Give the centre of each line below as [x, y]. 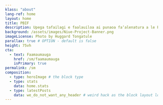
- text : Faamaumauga [30, 54]
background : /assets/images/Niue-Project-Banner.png [59, 32]
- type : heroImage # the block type [46, 77]
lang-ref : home [20, 14]
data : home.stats [31, 86]
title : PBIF [17, 23]
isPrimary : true [30, 63]
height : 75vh [18, 45]
